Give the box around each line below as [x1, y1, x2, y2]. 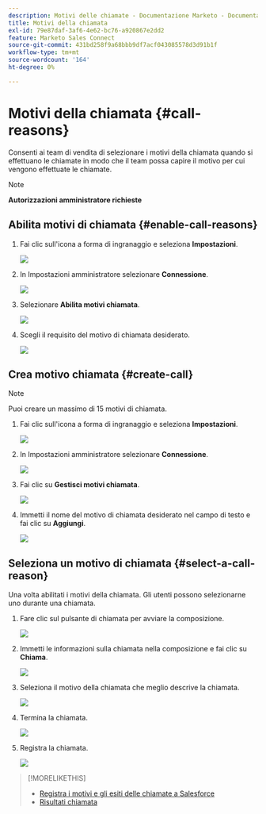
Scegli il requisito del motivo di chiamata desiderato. [19, 330, 190, 340]
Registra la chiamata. [19, 743, 89, 753]
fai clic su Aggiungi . [19, 519, 86, 528]
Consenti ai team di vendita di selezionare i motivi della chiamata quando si [8, 148, 253, 157]
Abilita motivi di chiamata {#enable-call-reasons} [8, 218, 258, 232]
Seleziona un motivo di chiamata [8, 556, 173, 570]
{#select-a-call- [173, 556, 256, 570]
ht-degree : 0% [8, 63, 55, 71]
